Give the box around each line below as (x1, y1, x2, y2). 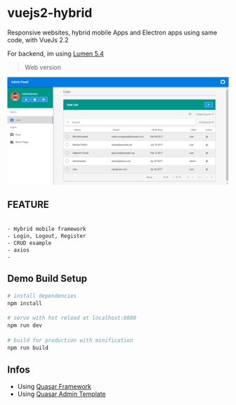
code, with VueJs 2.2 (7, 35, 69, 44)
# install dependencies (7, 292, 77, 299)
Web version (24, 63, 62, 71)
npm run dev (7, 322, 42, 329)
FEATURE (7, 199, 49, 211)
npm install (7, 299, 42, 307)
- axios (7, 247, 30, 254)
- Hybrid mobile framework (7, 225, 86, 232)
